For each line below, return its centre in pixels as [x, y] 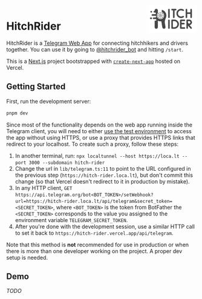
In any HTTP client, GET [44, 188]
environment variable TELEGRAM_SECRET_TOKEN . [71, 220]
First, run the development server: [49, 101]
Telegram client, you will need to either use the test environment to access [99, 131]
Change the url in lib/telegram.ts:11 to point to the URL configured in [103, 168]
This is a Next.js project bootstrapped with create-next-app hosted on [93, 61]
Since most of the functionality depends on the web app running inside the [99, 125]
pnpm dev [17, 113]
